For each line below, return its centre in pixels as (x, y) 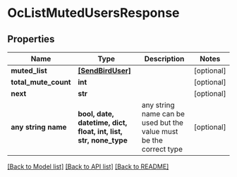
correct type (162, 149)
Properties (31, 39)
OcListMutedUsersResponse (93, 13)
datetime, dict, (102, 123)
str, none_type (103, 140)
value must (160, 132)
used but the (162, 123)
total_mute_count (41, 82)
